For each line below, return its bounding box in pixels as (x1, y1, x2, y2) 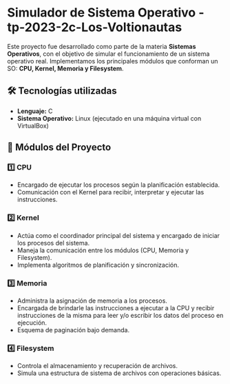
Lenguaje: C (17, 107, 53, 115)
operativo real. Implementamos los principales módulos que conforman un (7, 57, 218, 65)
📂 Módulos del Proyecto (7, 141, 112, 153)
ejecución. (17, 319, 47, 327)
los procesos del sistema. (17, 239, 90, 247)
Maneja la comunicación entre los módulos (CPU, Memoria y (17, 246, 189, 254)
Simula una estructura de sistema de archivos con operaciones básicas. (17, 369, 222, 377)
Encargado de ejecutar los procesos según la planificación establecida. (17, 181, 220, 189)
